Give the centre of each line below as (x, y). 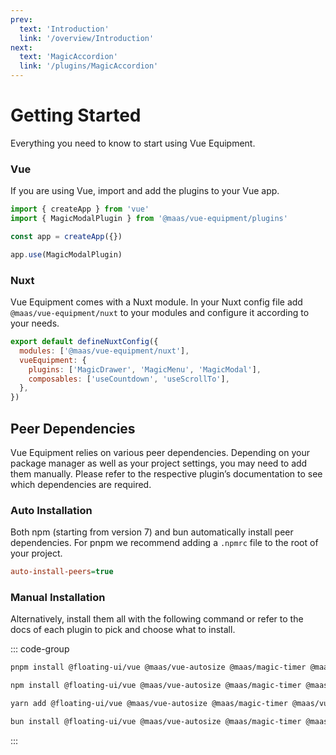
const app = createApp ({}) (66, 236)
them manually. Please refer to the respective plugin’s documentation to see (166, 473)
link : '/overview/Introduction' (87, 38)
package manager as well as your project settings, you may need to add (159, 463)
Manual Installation (58, 598)
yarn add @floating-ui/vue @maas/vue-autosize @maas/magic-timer (149, 704)
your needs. (35, 323)
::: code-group (40, 649)
